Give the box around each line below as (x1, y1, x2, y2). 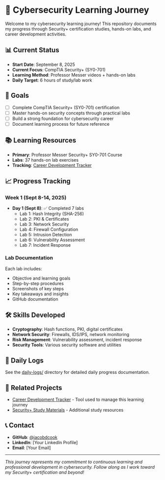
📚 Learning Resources (5, 136, 77, 144)
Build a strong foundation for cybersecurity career (12, 115, 114, 121)
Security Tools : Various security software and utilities (12, 342, 121, 348)
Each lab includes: (5, 265, 42, 272)
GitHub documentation (12, 296, 58, 302)
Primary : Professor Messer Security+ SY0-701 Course (12, 152, 123, 158)
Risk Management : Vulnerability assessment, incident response (12, 337, 142, 343)
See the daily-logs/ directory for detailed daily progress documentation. (5, 369, 150, 375)
